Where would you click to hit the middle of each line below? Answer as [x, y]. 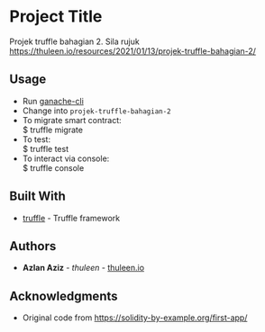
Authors [33, 246]
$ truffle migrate [53, 130]
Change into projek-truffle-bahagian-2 [96, 111]
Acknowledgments [64, 296]
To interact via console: [66, 158]
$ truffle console [53, 167]
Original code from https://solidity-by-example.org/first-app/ [135, 318]
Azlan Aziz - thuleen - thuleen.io [83, 268]
